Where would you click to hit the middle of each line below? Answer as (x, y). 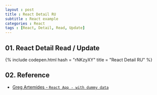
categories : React (25, 23)
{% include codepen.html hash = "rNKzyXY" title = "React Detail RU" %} (79, 60)
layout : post (20, 10)
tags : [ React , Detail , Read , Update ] (45, 28)
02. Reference (27, 75)
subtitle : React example (32, 19)
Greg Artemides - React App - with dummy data (60, 87)
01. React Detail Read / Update (52, 48)
